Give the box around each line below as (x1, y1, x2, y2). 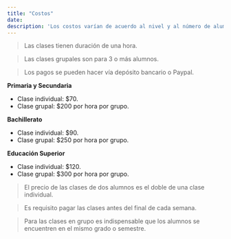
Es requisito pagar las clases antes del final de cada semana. (23, 204, 197, 212)
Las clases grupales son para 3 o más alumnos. (23, 55, 159, 63)
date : (7, 16, 23, 23)
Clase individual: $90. (16, 128, 79, 137)
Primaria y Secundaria (7, 82, 72, 90)
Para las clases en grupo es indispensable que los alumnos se (23, 217, 201, 225)
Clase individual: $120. (16, 163, 81, 171)
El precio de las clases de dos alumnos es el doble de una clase (23, 183, 205, 192)
